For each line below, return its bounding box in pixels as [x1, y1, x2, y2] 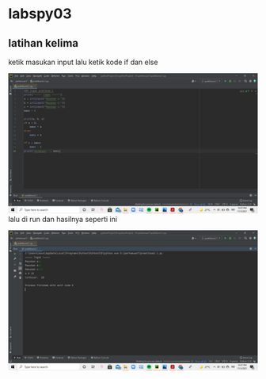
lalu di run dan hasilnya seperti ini [8, 215, 117, 224]
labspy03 [8, 5, 73, 23]
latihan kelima [8, 36, 79, 50]
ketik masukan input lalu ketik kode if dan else [8, 57, 158, 67]
